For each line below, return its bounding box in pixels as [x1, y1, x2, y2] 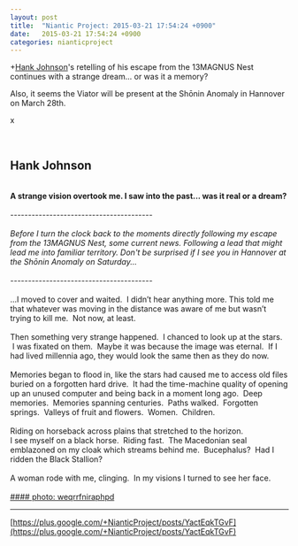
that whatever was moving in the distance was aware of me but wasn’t [10, 304, 267, 314]
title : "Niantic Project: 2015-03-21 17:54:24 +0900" [10, 21, 217, 30]
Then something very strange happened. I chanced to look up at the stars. [10, 332, 283, 342]
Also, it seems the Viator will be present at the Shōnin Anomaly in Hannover [10, 88, 286, 99]
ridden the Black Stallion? [10, 454, 103, 465]
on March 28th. [10, 98, 66, 109]
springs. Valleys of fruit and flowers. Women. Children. [10, 407, 216, 418]
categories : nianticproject [10, 37, 114, 47]
